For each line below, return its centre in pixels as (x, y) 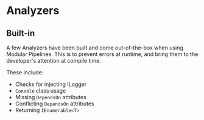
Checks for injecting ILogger (51, 84)
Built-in (21, 33)
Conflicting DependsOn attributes (55, 104)
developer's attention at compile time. (54, 61)
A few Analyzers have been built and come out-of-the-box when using (95, 48)
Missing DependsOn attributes (51, 97)
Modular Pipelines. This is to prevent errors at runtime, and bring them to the (102, 54)
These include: (25, 72)
